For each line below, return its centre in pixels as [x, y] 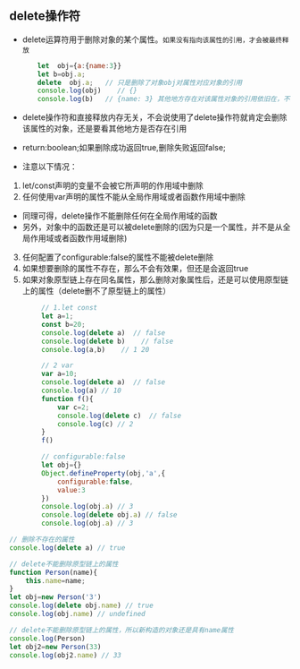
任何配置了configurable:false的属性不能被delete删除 [118, 257]
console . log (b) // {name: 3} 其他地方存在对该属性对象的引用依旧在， [160, 99]
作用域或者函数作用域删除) [79, 238]
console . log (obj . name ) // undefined [77, 614]
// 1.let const [70, 308]
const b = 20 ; [64, 324]
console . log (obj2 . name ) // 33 [66, 655]
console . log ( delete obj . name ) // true [81, 606]
